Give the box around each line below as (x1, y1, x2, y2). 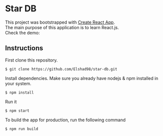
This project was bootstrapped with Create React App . (5, 19, 115, 25)
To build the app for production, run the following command (5, 117, 126, 123)
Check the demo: (5, 30, 40, 35)
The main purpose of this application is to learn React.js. (5, 24, 119, 30)
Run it (5, 99, 17, 104)
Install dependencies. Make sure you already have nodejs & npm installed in (5, 75, 159, 81)
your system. (5, 80, 32, 86)
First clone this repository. (5, 57, 58, 63)
